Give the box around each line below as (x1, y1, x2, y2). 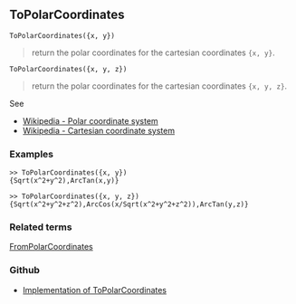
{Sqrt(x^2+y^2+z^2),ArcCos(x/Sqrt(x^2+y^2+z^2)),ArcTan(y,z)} (9, 200, 249, 209)
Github (9, 264, 41, 277)
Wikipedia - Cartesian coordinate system (22, 125, 175, 136)
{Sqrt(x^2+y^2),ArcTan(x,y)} (9, 176, 119, 185)
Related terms (9, 221, 72, 233)
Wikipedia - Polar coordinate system (22, 115, 158, 126)
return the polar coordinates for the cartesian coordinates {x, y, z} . (31, 81, 288, 91)
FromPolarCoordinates (9, 242, 93, 252)
